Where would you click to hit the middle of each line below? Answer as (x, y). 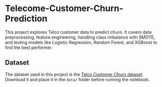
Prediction (26, 19)
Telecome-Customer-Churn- (64, 8)
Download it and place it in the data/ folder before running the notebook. (77, 79)
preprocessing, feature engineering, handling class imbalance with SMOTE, (80, 37)
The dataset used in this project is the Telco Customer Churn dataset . (74, 74)
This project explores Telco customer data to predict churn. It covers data (78, 32)
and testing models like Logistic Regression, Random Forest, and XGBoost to (81, 42)
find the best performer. (29, 47)
